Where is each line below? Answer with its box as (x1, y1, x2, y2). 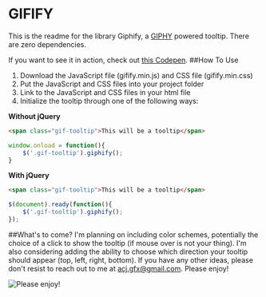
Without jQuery (8, 111, 62, 121)
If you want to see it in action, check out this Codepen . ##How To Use (8, 55, 239, 65)
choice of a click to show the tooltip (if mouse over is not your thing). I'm (8, 238, 248, 247)
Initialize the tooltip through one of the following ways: (19, 96, 199, 105)
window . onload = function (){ (8, 141, 105, 149)
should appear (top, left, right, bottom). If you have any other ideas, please (8, 255, 254, 264)
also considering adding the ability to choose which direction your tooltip (8, 247, 248, 256)
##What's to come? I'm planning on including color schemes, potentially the (8, 229, 259, 240)
